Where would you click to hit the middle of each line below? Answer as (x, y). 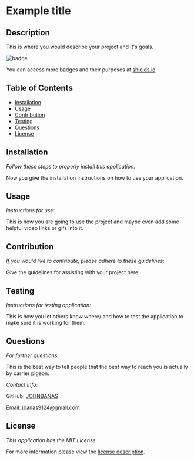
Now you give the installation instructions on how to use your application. (95, 177)
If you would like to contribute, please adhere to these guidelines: (85, 261)
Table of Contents (40, 88)
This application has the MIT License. (52, 440)
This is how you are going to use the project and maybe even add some (93, 222)
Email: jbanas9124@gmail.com (43, 407)
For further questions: (32, 355)
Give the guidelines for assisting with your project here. (73, 272)
